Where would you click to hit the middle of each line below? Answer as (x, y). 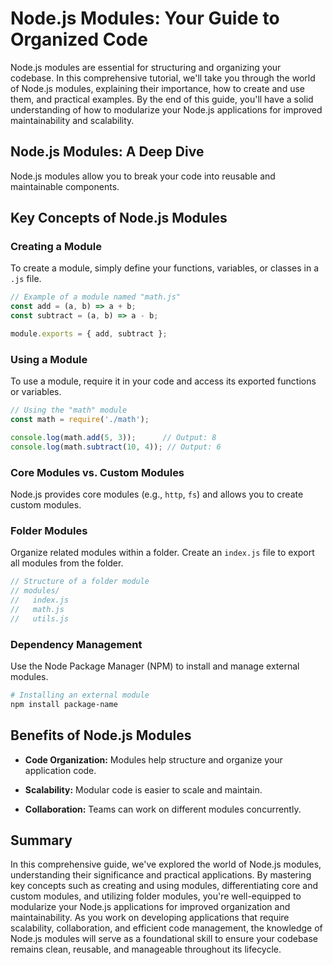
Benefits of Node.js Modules (101, 735)
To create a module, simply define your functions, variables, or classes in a (164, 268)
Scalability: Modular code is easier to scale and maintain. (143, 789)
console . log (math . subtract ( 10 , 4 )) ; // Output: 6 (116, 447)
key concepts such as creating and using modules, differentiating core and (164, 886)
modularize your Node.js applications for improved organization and (150, 907)
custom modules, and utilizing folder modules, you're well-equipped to (156, 896)
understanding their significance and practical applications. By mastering (161, 875)
